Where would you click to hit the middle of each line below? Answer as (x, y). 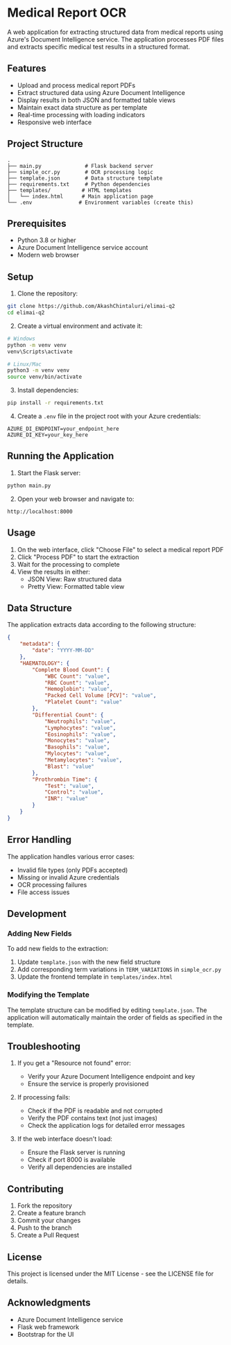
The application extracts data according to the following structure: (102, 625)
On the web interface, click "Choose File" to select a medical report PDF (120, 549)
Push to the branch (44, 1228)
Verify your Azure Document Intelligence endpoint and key (111, 1077)
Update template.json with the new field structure (89, 962)
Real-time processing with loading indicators (81, 114)
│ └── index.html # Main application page (80, 196)
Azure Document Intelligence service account (83, 248)
